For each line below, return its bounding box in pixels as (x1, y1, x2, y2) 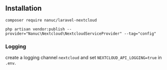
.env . (5, 60, 16, 66)
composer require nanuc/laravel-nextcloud (5, 17, 97, 22)
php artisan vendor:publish (5, 27, 65, 32)
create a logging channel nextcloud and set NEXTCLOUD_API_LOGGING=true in (5, 55, 162, 61)
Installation (5, 4, 42, 13)
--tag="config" (124, 31, 157, 36)
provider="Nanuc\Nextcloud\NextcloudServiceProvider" (5, 31, 123, 36)
